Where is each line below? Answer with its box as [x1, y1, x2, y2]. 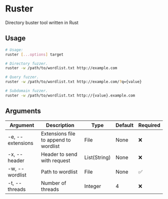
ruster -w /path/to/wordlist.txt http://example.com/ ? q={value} [5, 79, 142, 84]
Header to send [40, 150, 77, 157]
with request [40, 157, 70, 164]
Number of [40, 179, 66, 186]
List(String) [84, 153, 111, 160]
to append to [40, 136, 71, 143]
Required [138, 121, 160, 128]
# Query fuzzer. [5, 74, 39, 80]
